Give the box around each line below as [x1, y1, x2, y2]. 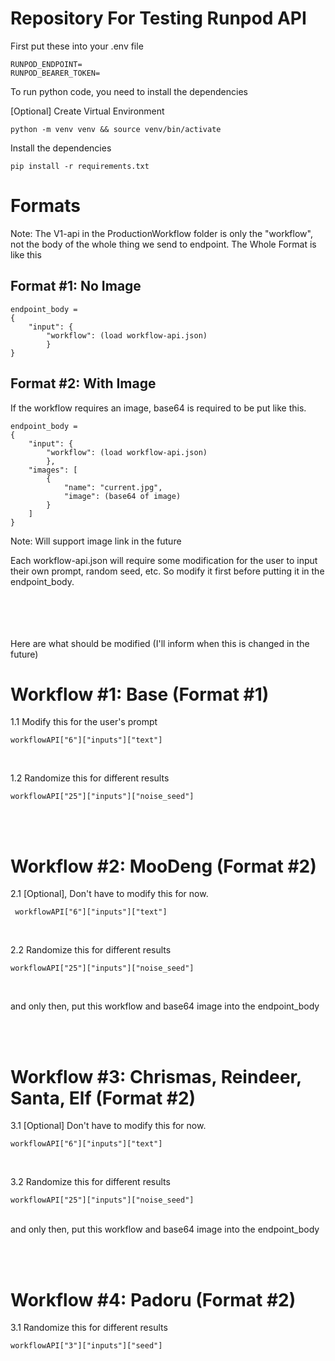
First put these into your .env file [10, 40, 144, 52]
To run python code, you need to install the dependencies [10, 85, 248, 97]
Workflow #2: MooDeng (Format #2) [10, 855, 317, 877]
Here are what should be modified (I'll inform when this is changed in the [10, 637, 310, 649]
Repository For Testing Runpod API [10, 7, 307, 30]
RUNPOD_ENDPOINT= [10, 59, 83, 69]
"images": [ [28, 465, 78, 475]
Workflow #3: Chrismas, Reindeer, [10, 1065, 302, 1088]
